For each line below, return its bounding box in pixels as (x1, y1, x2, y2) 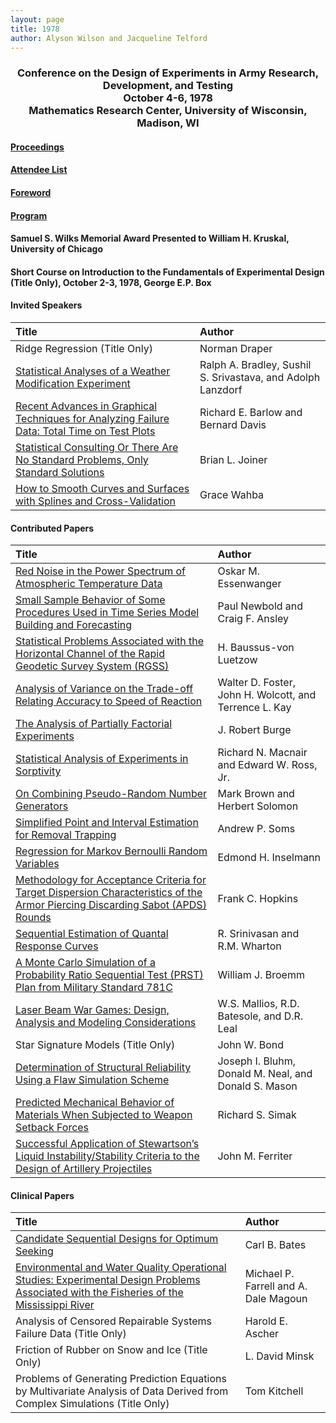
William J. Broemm (217, 968, 305, 982)
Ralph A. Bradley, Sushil (199, 358, 312, 372)
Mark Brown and (217, 787, 295, 801)
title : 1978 (10, 24, 60, 34)
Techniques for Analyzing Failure (15, 412, 170, 426)
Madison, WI (136, 116, 200, 130)
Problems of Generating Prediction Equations (15, 1372, 227, 1386)
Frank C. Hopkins (217, 892, 299, 906)
